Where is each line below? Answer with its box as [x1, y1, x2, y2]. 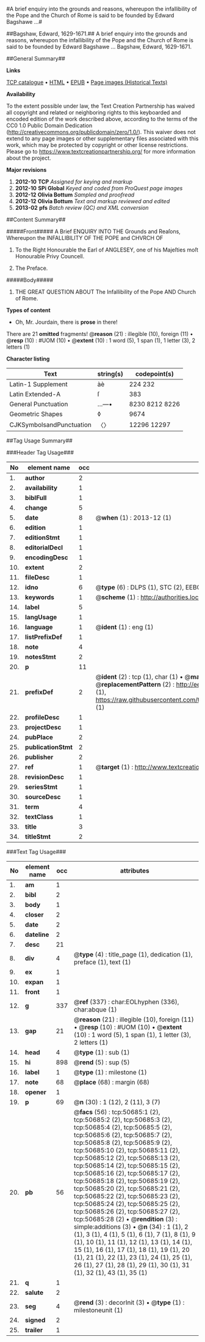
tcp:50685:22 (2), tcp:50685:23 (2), [74, 1192, 180, 1200]
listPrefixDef [25, 633, 63, 641]
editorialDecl [25, 543, 63, 551]
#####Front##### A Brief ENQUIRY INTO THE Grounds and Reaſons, [6, 228, 181, 235]
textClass [25, 813, 54, 821]
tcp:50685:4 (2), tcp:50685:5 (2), [74, 1123, 173, 1131]
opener [25, 1088, 47, 1096]
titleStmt [25, 832, 51, 841]
